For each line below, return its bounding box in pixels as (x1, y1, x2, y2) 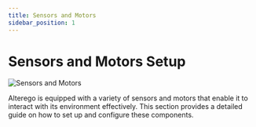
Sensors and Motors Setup (8, 53, 186, 71)
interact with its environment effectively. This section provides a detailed (8, 102, 243, 111)
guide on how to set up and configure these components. (8, 111, 194, 120)
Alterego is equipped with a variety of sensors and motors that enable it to (8, 93, 249, 103)
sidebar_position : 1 (8, 19, 76, 27)
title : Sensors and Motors (8, 11, 97, 20)
